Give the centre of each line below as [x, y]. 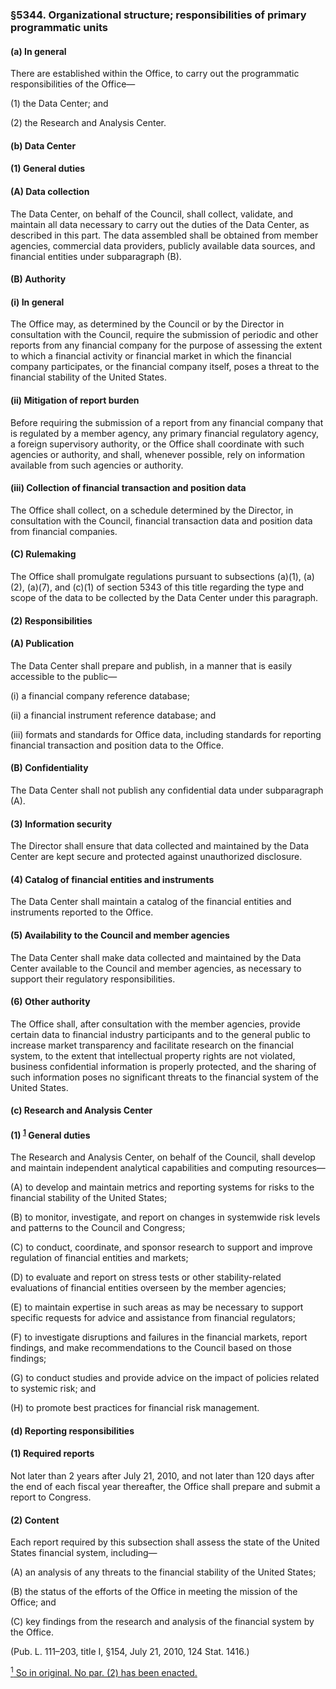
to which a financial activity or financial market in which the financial [151, 356]
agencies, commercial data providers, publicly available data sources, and [163, 245]
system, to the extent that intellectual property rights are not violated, [153, 1055]
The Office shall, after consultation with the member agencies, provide [155, 1024]
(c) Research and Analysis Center [81, 1110]
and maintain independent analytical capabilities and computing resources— [168, 1168]
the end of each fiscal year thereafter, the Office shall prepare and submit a [165, 1486]
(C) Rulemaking [43, 554]
